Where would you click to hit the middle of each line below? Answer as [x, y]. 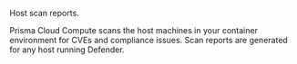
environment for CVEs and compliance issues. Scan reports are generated [149, 40]
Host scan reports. [44, 13]
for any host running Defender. [67, 50]
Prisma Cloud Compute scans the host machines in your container [133, 30]
